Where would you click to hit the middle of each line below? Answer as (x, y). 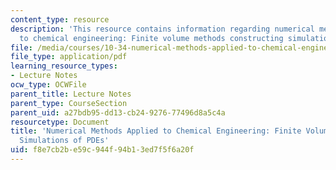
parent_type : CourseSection (69, 103)
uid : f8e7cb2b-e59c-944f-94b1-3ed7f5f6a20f (102, 150)
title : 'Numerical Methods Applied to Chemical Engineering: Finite (156, 131)
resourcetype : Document (60, 122)
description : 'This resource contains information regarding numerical (162, 29)
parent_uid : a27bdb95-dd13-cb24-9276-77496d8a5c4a (118, 112)
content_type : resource (60, 19)
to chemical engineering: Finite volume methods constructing (151, 38)
